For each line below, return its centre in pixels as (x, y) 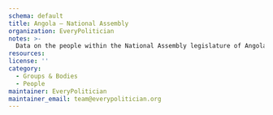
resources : (27, 53)
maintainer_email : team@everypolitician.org (85, 99)
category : (25, 69)
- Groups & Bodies (47, 76)
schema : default (36, 16)
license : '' (28, 62)
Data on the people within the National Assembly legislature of (129, 46)
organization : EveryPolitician (61, 31)
